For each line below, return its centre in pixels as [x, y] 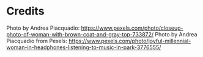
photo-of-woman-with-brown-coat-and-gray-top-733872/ [80, 34]
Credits [25, 11]
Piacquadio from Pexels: [37, 41]
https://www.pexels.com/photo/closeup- [132, 28]
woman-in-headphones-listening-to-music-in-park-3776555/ [84, 47]
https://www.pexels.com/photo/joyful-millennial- [130, 41]
